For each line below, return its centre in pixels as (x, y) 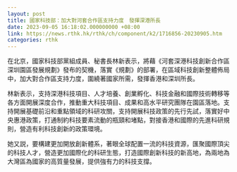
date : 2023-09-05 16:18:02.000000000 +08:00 (74, 27)
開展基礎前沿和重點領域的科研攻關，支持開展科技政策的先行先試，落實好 (118, 111)
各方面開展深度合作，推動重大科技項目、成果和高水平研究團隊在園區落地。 (115, 102)
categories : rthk (33, 40)
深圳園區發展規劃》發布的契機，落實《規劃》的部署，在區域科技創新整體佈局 (119, 70)
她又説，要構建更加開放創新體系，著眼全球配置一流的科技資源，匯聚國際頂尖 (119, 144)
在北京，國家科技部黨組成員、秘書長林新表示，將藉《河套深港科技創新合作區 (119, 61)
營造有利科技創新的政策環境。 (63, 129)
